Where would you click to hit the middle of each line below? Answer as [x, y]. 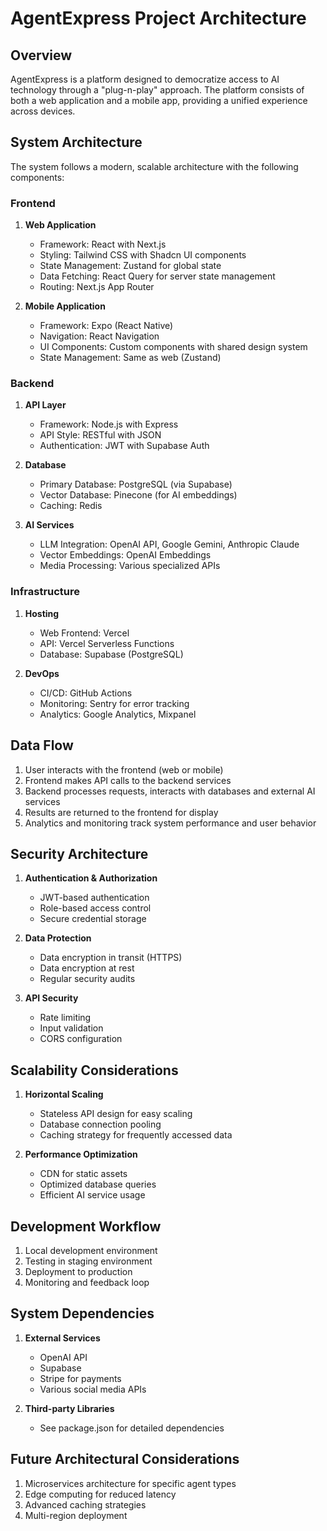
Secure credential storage [93, 919]
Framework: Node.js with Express [109, 424]
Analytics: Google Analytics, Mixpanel [118, 714]
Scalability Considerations [94, 1070]
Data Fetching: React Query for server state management [157, 276]
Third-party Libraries [69, 1408]
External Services [62, 1338]
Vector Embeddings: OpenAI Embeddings [125, 555]
